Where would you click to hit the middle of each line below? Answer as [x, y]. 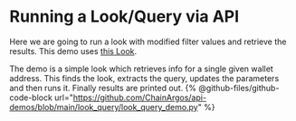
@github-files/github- [239, 88]
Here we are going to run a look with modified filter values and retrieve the [148, 42]
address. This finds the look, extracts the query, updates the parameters [144, 78]
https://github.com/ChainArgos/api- [139, 98]
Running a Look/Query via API [124, 17]
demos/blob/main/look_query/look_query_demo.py [104, 107]
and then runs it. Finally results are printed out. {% [103, 88]
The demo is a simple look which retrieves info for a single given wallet [141, 69]
